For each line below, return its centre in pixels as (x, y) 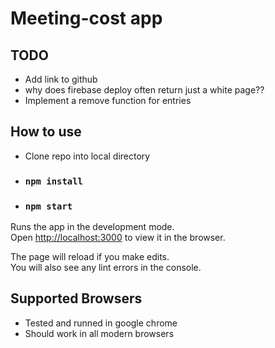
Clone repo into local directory (87, 156)
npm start (48, 206)
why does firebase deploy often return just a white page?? (144, 90)
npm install (53, 181)
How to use (46, 132)
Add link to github (61, 79)
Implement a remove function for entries (108, 100)
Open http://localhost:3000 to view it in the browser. (118, 238)
